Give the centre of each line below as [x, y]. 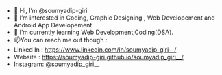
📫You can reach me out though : [60, 40]
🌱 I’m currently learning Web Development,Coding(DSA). [93, 32]
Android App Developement [53, 25]
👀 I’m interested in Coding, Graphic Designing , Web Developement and [114, 18]
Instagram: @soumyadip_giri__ [57, 64]
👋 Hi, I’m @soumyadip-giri [50, 11]
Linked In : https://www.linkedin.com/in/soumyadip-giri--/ [95, 50]
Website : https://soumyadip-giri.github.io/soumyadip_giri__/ [98, 57]
